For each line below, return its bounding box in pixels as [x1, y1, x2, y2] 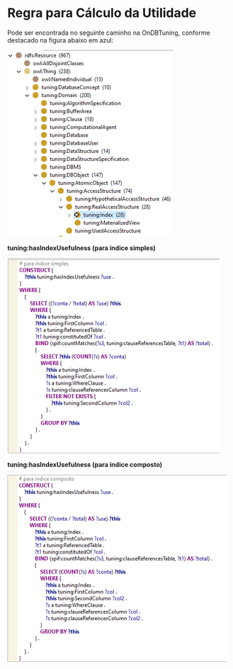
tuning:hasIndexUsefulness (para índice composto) [7, 460, 163, 468]
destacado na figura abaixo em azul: [7, 35, 114, 44]
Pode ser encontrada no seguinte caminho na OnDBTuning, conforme [7, 28, 210, 37]
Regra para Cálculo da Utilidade [7, 5, 197, 21]
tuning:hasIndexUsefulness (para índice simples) [7, 243, 156, 252]
